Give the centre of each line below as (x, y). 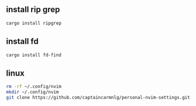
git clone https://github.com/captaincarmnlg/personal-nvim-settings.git (98, 97)
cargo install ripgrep (34, 23)
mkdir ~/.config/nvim (33, 92)
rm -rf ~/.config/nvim (34, 87)
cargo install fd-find (34, 55)
